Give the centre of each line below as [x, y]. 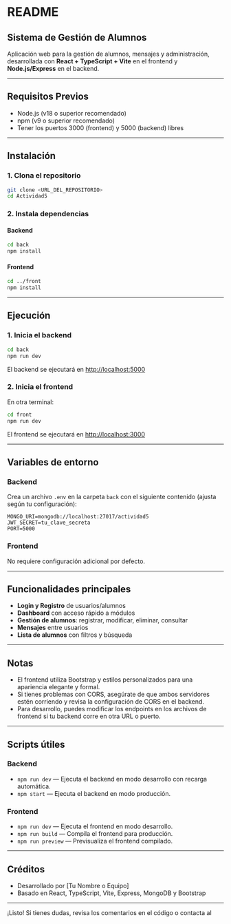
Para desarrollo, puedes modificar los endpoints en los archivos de [112, 709]
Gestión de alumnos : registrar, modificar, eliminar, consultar [102, 620]
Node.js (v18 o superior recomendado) [72, 113]
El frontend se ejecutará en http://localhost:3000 [76, 434]
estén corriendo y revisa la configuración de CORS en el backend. [111, 702]
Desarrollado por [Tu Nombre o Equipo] [73, 885]
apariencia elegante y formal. [58, 687]
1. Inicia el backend [40, 335]
